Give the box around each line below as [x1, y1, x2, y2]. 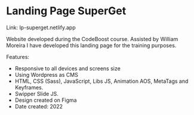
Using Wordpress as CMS [14, 71, 79, 78]
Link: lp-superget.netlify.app [6, 24, 76, 31]
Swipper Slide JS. [14, 90, 58, 97]
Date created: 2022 [14, 102, 63, 110]
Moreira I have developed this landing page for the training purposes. [6, 42, 177, 49]
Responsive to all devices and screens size [14, 64, 121, 72]
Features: [6, 53, 30, 60]
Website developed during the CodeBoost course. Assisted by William [6, 35, 178, 42]
